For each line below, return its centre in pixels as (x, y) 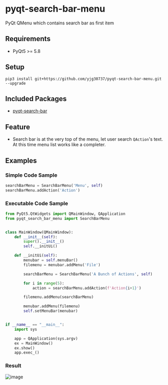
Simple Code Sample (31, 175)
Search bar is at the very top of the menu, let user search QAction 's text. (88, 139)
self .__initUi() (40, 246)
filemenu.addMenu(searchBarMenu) (59, 297)
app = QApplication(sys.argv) (46, 338)
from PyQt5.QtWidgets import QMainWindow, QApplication (65, 214)
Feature (18, 127)
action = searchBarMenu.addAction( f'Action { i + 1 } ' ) (87, 288)
